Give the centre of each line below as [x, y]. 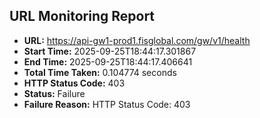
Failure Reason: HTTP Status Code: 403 [107, 104]
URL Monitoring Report [82, 16]
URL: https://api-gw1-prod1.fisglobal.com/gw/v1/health [137, 40]
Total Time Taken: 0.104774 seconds [100, 72]
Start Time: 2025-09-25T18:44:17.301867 [110, 51]
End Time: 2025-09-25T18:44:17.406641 [108, 61]
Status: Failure [54, 93]
